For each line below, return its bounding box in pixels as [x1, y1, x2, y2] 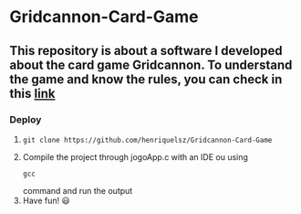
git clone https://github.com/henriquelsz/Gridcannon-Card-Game [22, 135, 273, 144]
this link [9, 85, 56, 102]
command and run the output [22, 185, 133, 196]
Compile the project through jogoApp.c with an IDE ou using [22, 151, 249, 162]
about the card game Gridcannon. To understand [9, 57, 293, 72]
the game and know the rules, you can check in [9, 71, 283, 87]
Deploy [9, 112, 42, 125]
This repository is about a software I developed [9, 43, 283, 59]
